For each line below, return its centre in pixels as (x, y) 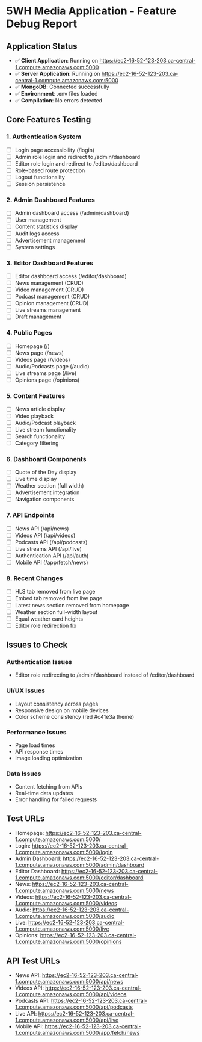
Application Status (42, 46)
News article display (40, 409)
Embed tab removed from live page (59, 598)
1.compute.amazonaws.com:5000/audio (65, 916)
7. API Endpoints (31, 515)
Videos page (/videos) (42, 359)
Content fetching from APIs (49, 787)
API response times (39, 752)
